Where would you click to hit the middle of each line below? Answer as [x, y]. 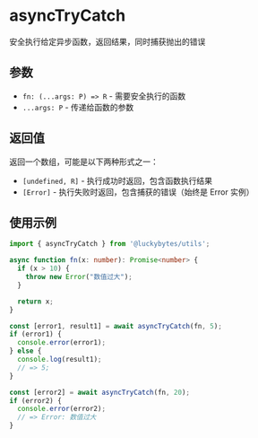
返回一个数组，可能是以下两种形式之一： [84, 162]
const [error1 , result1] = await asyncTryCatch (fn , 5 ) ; [116, 326]
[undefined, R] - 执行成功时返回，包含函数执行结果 [117, 180]
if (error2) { [36, 400]
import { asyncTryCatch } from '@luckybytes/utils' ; [110, 244]
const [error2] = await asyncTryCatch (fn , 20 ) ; [100, 392]
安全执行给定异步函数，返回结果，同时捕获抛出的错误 [107, 41]
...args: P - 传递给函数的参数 [78, 107]
